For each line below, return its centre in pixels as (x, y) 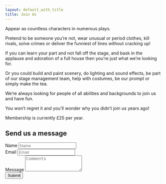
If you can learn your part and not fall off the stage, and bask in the (74, 53)
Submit (14, 176)
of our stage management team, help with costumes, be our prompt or (78, 78)
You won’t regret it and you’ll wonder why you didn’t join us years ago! (77, 108)
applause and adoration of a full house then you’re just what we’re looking (81, 58)
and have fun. (19, 98)
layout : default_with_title (34, 10)
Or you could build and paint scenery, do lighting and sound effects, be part (83, 73)
